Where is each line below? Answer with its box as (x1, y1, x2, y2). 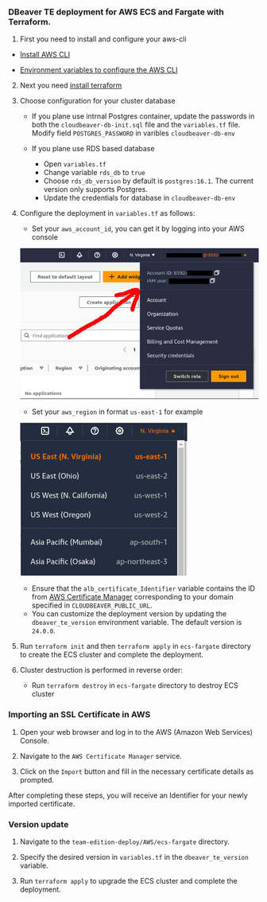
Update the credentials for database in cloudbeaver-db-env (43, 193, 236, 203)
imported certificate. (8, 799, 75, 808)
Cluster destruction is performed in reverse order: (19, 666, 183, 675)
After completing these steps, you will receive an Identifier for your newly (8, 791, 248, 800)
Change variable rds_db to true (43, 168, 145, 178)
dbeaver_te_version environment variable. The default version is (31, 618, 242, 627)
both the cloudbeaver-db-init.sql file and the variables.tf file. (31, 120, 241, 130)
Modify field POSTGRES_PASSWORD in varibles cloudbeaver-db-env (31, 128, 236, 138)
